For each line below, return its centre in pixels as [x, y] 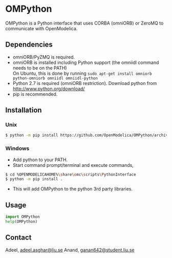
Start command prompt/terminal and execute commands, [73, 165]
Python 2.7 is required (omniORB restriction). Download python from [85, 83]
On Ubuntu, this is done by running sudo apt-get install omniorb [82, 73]
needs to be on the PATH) [40, 68]
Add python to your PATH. [40, 160]
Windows [17, 148]
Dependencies [29, 45]
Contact [18, 238]
